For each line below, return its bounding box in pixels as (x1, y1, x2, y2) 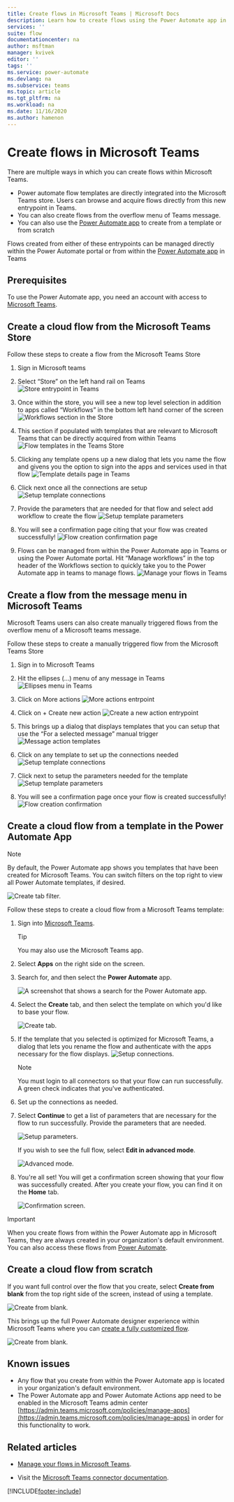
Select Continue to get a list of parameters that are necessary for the (17, 1111, 217, 1119)
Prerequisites (7, 274, 67, 286)
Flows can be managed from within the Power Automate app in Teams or (17, 546, 227, 555)
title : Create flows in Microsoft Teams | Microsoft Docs (7, 10, 180, 17)
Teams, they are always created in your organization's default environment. (7, 1235, 224, 1244)
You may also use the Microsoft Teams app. (17, 946, 144, 954)
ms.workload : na (7, 101, 54, 108)
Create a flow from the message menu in (7, 589, 187, 601)
